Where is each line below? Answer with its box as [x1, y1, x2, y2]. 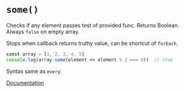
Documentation [6, 79, 44, 86]
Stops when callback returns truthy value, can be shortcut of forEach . [6, 39, 178, 47]
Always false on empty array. [6, 28, 80, 35]
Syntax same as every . [6, 68, 62, 75]
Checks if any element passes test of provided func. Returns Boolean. [6, 22, 180, 29]
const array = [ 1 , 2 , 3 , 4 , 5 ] [6, 51, 85, 57]
